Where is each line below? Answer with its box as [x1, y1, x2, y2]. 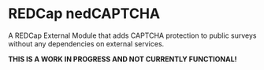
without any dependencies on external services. [8, 39, 165, 48]
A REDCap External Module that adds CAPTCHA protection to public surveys [8, 31, 257, 40]
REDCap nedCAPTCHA [8, 5, 160, 23]
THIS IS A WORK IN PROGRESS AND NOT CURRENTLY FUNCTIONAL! [8, 54, 238, 64]
